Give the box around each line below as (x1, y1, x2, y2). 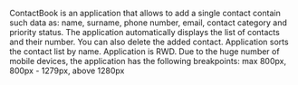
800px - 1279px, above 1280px (9, 65, 125, 76)
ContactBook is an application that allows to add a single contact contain (9, 8, 281, 18)
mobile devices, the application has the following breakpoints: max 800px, (9, 56, 287, 66)
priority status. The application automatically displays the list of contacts (9, 27, 281, 37)
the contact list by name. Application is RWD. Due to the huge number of (9, 46, 280, 57)
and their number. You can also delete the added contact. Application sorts (9, 36, 289, 47)
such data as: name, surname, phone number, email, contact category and (9, 17, 288, 28)
